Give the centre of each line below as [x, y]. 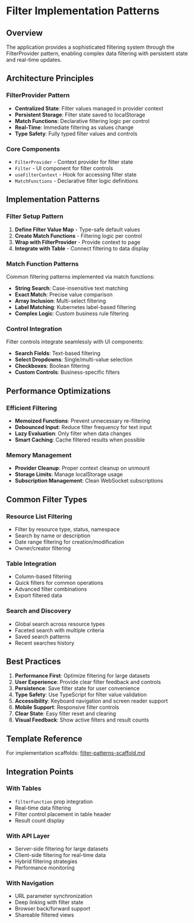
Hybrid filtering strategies [46, 861]
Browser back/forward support [53, 909]
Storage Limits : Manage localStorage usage [69, 474]
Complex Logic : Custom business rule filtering [72, 313]
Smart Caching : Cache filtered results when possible [80, 440]
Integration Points [40, 772]
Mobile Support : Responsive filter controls [67, 707]
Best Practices [34, 661]
